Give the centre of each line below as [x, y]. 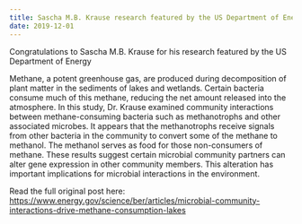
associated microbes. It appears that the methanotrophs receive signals [142, 125]
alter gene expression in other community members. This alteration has [142, 164]
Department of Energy [50, 61]
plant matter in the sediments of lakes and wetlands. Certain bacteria [137, 88]
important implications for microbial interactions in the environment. [135, 173]
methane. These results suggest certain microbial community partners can [147, 154]
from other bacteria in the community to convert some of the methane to [144, 135]
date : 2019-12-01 [42, 26]
